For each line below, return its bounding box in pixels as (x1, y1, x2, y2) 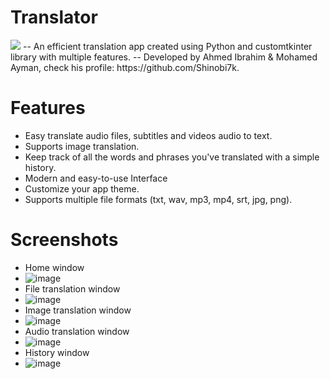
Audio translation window (24, 325, 130, 337)
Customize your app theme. (24, 182, 140, 195)
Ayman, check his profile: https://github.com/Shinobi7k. (10, 61, 240, 73)
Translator (10, 6, 98, 29)
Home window (24, 261, 85, 273)
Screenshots (10, 229, 119, 251)
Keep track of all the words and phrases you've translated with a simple (24, 151, 320, 163)
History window (24, 346, 90, 358)
